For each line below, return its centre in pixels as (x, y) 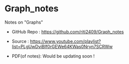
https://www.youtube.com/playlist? (65, 41)
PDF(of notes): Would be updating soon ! (53, 56)
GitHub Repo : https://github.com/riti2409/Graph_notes (68, 32)
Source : (20, 41)
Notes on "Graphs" (24, 22)
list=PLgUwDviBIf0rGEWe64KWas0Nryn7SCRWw (62, 46)
